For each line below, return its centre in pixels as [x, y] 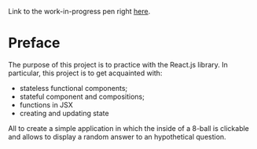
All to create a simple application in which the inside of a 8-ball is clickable [129, 128]
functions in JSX [46, 104]
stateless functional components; [73, 88]
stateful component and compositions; [82, 96]
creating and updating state [64, 113]
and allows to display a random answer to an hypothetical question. [117, 136]
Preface [34, 43]
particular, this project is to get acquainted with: [85, 73]
